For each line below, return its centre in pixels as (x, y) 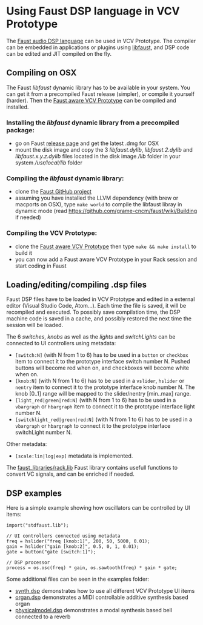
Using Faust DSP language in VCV (93, 11)
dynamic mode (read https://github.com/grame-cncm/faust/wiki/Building (106, 211)
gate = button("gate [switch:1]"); (51, 552)
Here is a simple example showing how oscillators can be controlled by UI (98, 508)
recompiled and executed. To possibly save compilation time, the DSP (93, 312)
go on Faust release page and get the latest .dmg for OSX (87, 143)
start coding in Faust (41, 266)
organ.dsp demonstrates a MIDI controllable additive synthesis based (101, 597)
